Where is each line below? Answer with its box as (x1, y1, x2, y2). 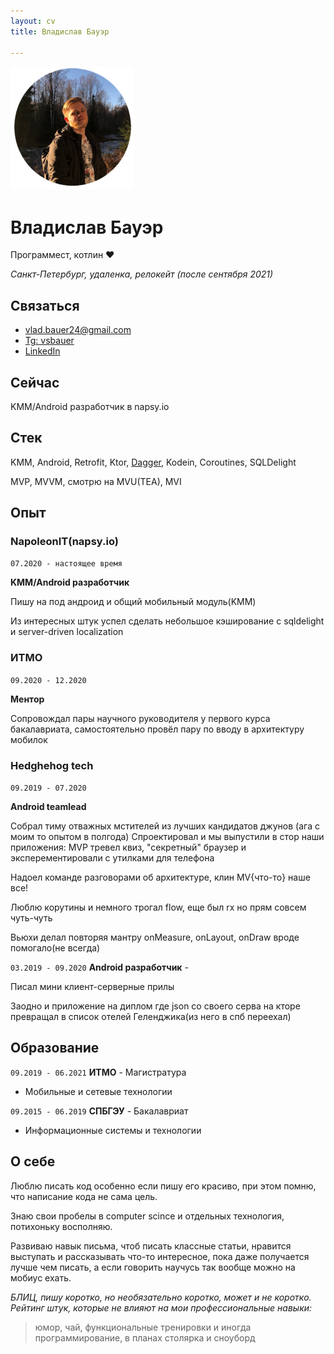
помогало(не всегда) (10, 942, 101, 954)
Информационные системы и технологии (24, 1124, 202, 1136)
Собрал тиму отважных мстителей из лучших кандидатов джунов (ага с (10, 820, 320, 832)
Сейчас (10, 374, 60, 391)
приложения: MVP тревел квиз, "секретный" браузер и (10, 841, 247, 854)
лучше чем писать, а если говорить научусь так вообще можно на (10, 1261, 296, 1273)
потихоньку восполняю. (10, 1220, 113, 1232)
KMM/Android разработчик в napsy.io (10, 400, 170, 412)
